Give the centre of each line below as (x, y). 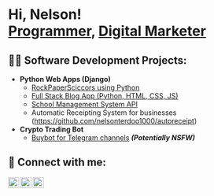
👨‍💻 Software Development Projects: (98, 60)
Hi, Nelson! (45, 15)
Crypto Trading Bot (52, 129)
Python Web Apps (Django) (65, 79)
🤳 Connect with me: (57, 163)
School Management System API (84, 104)
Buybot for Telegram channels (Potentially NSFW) (113, 138)
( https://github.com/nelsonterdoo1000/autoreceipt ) (114, 121)
